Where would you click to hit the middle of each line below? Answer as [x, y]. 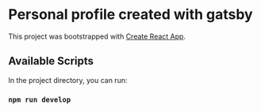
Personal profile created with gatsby [130, 15]
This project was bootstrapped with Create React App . [97, 36]
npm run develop [40, 99]
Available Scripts [51, 61]
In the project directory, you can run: [68, 80]
